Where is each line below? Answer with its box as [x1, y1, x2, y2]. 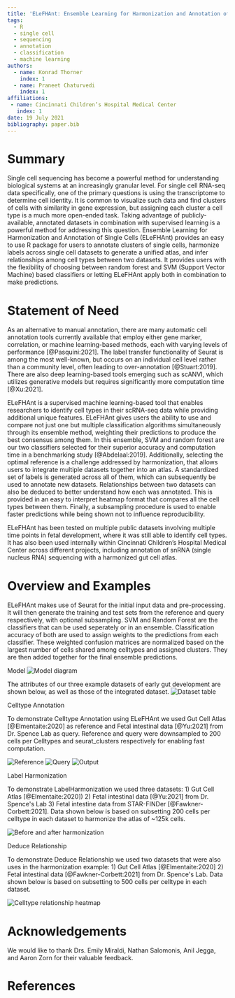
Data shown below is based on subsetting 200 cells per [50, 807, 211, 815]
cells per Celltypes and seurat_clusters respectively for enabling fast [7, 737, 205, 746]
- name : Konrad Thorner [13, 69, 83, 76]
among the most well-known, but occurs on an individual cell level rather [7, 355, 217, 364]
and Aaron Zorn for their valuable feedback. [7, 954, 134, 962]
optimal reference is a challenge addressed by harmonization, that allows [7, 458, 218, 466]
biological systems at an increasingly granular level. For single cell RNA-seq [7, 181, 226, 190]
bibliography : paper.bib [7, 120, 80, 128]
